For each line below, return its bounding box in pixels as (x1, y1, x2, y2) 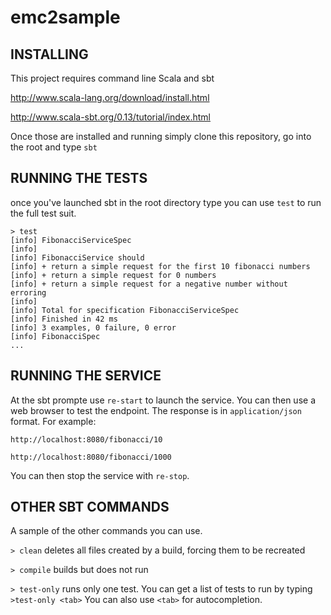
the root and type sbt (10, 141, 98, 153)
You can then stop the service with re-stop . (10, 469, 190, 481)
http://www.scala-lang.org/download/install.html (10, 92, 210, 103)
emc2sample (10, 6, 121, 29)
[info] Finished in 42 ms (10, 314, 118, 324)
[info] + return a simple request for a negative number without (10, 279, 288, 289)
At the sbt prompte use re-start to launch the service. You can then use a (10, 394, 317, 406)
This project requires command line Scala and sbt (10, 72, 215, 84)
